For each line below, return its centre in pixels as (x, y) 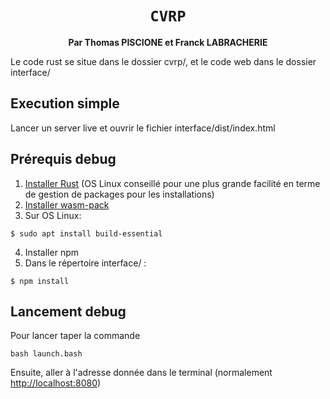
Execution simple (65, 103)
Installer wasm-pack (67, 204)
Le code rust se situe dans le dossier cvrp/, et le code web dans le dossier (163, 61)
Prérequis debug (63, 159)
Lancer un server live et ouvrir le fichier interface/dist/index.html (143, 128)
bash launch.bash (46, 354)
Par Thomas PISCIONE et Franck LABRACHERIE (168, 42)
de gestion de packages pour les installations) (119, 194)
